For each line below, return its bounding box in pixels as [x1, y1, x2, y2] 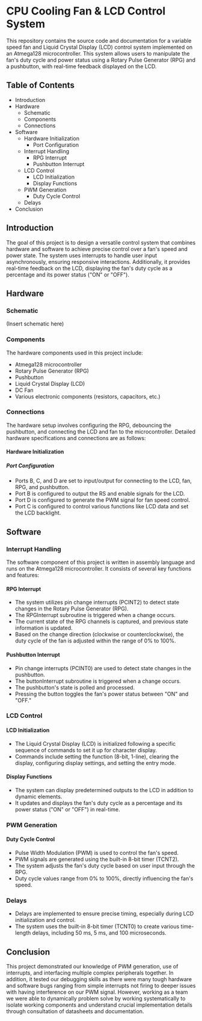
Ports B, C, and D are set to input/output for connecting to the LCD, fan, [14, 477, 192, 484]
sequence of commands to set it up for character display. [14, 746, 158, 754]
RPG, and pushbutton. [14, 484, 70, 491]
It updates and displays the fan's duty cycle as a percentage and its [14, 799, 183, 807]
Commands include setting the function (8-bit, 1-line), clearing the [14, 753, 179, 760]
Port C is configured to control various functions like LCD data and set [14, 503, 189, 510]
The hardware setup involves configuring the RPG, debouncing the [6, 421, 172, 429]
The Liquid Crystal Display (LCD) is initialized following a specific [14, 740, 176, 747]
